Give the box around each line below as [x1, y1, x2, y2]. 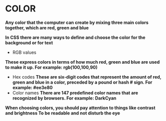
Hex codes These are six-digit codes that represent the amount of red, [12, 74, 161, 80]
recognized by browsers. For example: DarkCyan [12, 95, 116, 101]
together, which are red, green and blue [5, 24, 89, 30]
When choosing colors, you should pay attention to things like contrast [5, 105, 156, 111]
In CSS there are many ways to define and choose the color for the [5, 34, 146, 40]
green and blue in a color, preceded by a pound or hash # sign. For [12, 79, 152, 85]
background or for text [5, 39, 53, 45]
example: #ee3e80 [12, 84, 53, 90]
